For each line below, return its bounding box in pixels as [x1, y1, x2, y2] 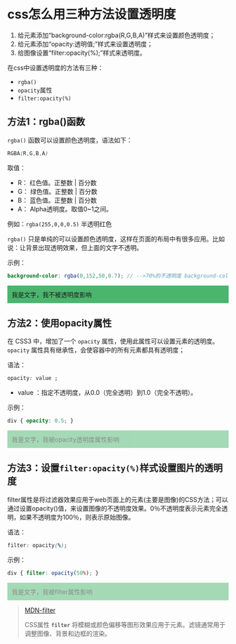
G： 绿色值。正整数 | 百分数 [17, 187, 98, 195]
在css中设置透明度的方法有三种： [7, 63, 104, 72]
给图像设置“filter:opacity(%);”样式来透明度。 [17, 48, 146, 57]
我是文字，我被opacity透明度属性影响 [11, 435, 120, 444]
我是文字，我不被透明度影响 [11, 290, 92, 298]
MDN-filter [24, 605, 56, 615]
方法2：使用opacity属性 [7, 317, 112, 329]
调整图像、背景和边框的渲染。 [24, 629, 111, 638]
